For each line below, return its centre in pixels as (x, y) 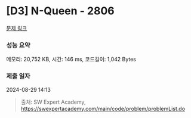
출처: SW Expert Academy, (53, 102)
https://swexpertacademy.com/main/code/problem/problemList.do (103, 108)
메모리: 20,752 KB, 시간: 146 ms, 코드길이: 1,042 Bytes (71, 59)
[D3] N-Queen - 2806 (60, 11)
